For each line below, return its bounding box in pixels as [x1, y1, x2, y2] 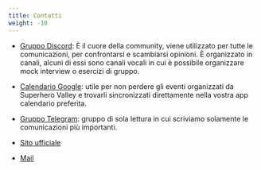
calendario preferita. [19, 99, 88, 108]
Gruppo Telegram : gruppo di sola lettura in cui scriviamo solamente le [19, 114, 249, 123]
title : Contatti [8, 11, 62, 20]
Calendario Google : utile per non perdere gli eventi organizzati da [19, 81, 235, 91]
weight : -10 [8, 19, 48, 27]
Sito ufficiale [19, 137, 61, 147]
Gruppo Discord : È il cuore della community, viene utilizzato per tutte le [19, 41, 253, 50]
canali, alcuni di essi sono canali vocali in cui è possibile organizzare [19, 57, 244, 68]
